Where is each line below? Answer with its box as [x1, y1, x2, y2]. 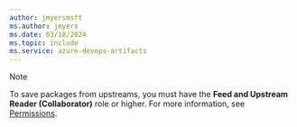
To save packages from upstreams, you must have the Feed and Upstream [9, 89, 289, 100]
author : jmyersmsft [9, 13, 83, 23]
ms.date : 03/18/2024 [9, 30, 88, 39]
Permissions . [9, 108, 58, 119]
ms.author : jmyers [9, 22, 79, 31]
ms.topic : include [9, 38, 79, 48]
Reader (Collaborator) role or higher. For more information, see [9, 98, 246, 109]
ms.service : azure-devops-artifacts [9, 47, 147, 56]
